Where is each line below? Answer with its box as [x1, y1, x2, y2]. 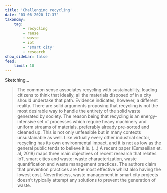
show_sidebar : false [5, 54, 48, 59]
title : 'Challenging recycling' [5, 7, 72, 13]
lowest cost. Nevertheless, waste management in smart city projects [17, 172, 158, 178]
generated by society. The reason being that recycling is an [17, 113, 140, 119]
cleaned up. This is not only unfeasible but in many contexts [17, 129, 141, 135]
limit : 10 [14, 63, 35, 68]
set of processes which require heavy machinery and [37, 119, 147, 125]
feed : [5, 59, 16, 64]
